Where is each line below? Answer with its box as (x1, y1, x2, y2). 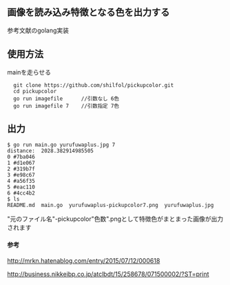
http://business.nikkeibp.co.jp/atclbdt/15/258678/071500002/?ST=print (7, 270, 209, 278)
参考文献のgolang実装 (7, 26, 70, 35)
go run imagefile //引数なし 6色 (13, 95, 119, 102)
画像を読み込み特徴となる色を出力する (7, 6, 170, 19)
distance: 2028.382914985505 (7, 148, 94, 155)
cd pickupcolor (13, 88, 57, 95)
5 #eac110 (7, 184, 36, 191)
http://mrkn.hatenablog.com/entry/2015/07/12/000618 (7, 256, 160, 264)
